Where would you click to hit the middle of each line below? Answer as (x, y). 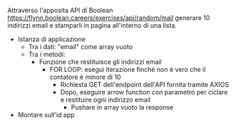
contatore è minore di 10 (85, 77)
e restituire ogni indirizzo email (106, 100)
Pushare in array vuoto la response (122, 107)
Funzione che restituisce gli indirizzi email (100, 62)
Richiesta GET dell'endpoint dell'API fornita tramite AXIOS (145, 84)
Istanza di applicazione (51, 39)
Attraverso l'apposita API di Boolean (60, 10)
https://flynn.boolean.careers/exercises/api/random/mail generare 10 (109, 18)
